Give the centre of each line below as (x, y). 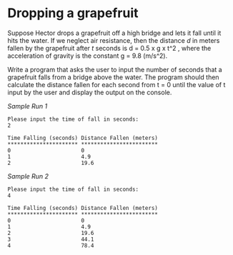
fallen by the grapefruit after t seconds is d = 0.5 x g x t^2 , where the (109, 48)
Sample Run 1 (28, 106)
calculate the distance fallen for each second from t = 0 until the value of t (116, 84)
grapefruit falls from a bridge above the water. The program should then (113, 77)
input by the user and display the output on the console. (90, 92)
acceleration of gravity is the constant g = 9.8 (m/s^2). (88, 56)
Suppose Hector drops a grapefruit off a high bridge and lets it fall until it (114, 33)
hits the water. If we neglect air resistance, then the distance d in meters (114, 40)
